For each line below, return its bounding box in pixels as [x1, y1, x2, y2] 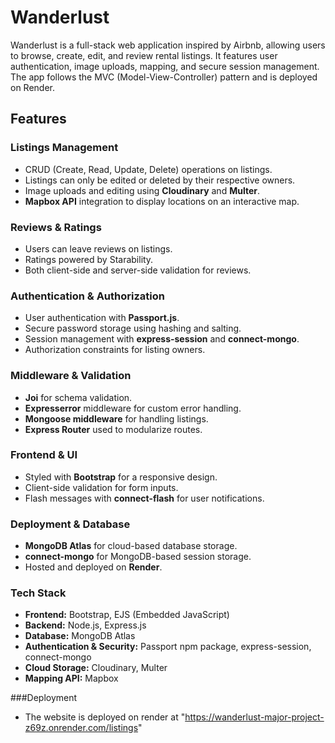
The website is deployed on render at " [24, 711, 186, 723]
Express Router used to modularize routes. [24, 423, 203, 435]
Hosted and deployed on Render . [24, 561, 163, 573]
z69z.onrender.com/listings [24, 722, 139, 734]
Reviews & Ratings [10, 220, 102, 234]
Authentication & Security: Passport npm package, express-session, [24, 641, 312, 653]
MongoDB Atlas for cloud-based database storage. [24, 540, 238, 552]
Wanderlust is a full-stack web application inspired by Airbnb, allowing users [10, 39, 326, 51]
